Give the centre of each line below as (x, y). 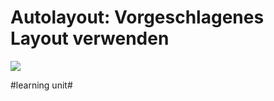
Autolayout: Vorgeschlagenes (137, 17)
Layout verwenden (90, 38)
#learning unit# (41, 85)
